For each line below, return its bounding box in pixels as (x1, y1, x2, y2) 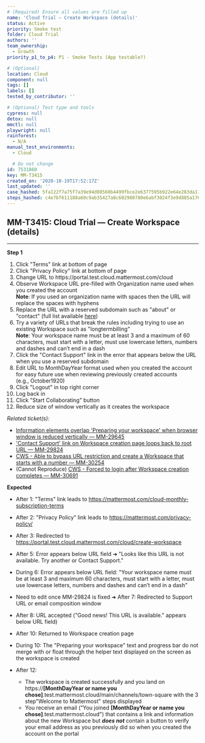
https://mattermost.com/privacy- (109, 513, 192, 521)
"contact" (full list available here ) (15, 312, 98, 320)
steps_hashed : (7, 195, 43, 201)
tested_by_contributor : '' (7, 94, 75, 100)
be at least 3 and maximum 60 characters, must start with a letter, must (15, 575, 195, 582)
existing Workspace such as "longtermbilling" (15, 325, 130, 333)
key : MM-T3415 (7, 172, 43, 178)
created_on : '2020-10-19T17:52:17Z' (7, 178, 100, 184)
